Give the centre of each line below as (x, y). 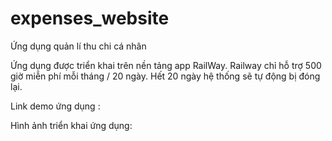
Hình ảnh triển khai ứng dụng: (71, 125)
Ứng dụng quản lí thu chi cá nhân (78, 46)
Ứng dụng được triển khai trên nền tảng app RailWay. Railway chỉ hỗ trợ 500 (166, 65)
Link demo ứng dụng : (55, 106)
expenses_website (90, 18)
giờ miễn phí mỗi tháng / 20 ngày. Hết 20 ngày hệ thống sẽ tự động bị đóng (165, 76)
